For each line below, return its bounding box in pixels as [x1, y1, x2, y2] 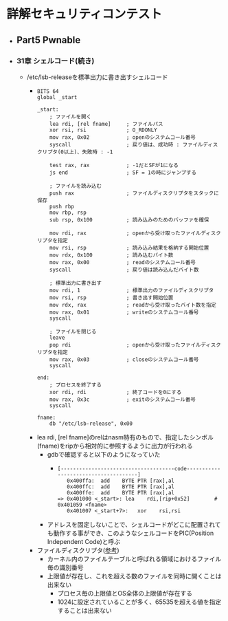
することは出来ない [57, 606, 112, 614]
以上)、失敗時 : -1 [63, 149, 113, 155]
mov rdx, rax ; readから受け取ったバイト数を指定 [49, 301, 217, 308]
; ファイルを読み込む [49, 182, 102, 189]
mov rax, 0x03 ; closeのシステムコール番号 [49, 356, 199, 363]
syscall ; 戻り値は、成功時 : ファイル [49, 141, 203, 148]
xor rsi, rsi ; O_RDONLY [49, 127, 157, 133]
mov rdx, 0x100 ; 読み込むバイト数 [49, 252, 174, 259]
